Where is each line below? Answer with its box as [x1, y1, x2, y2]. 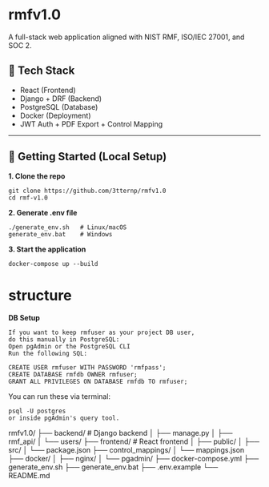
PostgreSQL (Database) [19, 102, 98, 111]
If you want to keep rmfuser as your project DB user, [8, 328, 195, 336]
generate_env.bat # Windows [8, 230, 113, 238]
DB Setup [8, 312, 40, 322]
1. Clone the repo [8, 171, 66, 181]
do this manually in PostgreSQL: [8, 335, 120, 344]
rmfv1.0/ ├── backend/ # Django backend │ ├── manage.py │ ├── [8, 428, 233, 437]
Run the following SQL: [8, 349, 88, 357]
